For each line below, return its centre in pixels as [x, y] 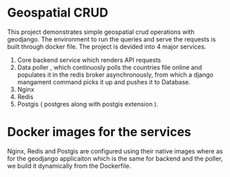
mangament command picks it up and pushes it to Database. [104, 82]
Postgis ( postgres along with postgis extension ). [88, 104]
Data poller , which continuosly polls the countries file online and [109, 67]
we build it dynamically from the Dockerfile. [69, 166]
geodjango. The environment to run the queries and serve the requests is [112, 39]
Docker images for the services [99, 132]
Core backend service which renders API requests [89, 59]
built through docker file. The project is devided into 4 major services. [107, 46]
